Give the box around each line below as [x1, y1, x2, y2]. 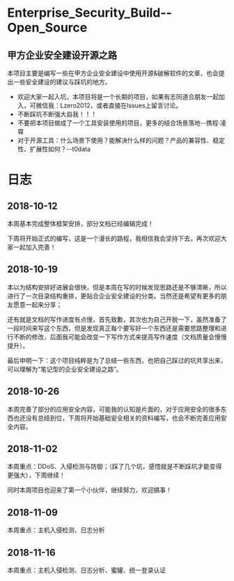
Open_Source [7, 20, 88, 36]
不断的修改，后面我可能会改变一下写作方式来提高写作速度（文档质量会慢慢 [13, 333, 227, 341]
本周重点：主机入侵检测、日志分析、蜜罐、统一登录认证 [7, 566, 166, 575]
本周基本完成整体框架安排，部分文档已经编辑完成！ [7, 220, 154, 227]
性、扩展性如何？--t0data [17, 145, 91, 153]
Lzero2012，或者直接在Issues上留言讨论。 [60, 101, 182, 110]
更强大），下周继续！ [7, 471, 65, 479]
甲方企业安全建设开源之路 [7, 49, 117, 61]
